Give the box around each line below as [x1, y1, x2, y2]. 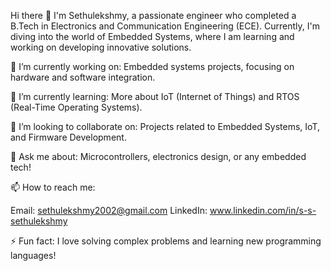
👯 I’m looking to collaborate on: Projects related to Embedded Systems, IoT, [10, 121, 320, 132]
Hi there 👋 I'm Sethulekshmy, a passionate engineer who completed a [10, 10, 297, 21]
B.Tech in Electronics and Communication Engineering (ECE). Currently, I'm [10, 20, 320, 32]
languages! [10, 250, 57, 261]
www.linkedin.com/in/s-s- [209, 205, 317, 216]
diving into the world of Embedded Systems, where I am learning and [10, 31, 295, 42]
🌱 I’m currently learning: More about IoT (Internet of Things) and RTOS [10, 91, 300, 102]
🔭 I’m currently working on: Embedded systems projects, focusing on [10, 61, 295, 72]
